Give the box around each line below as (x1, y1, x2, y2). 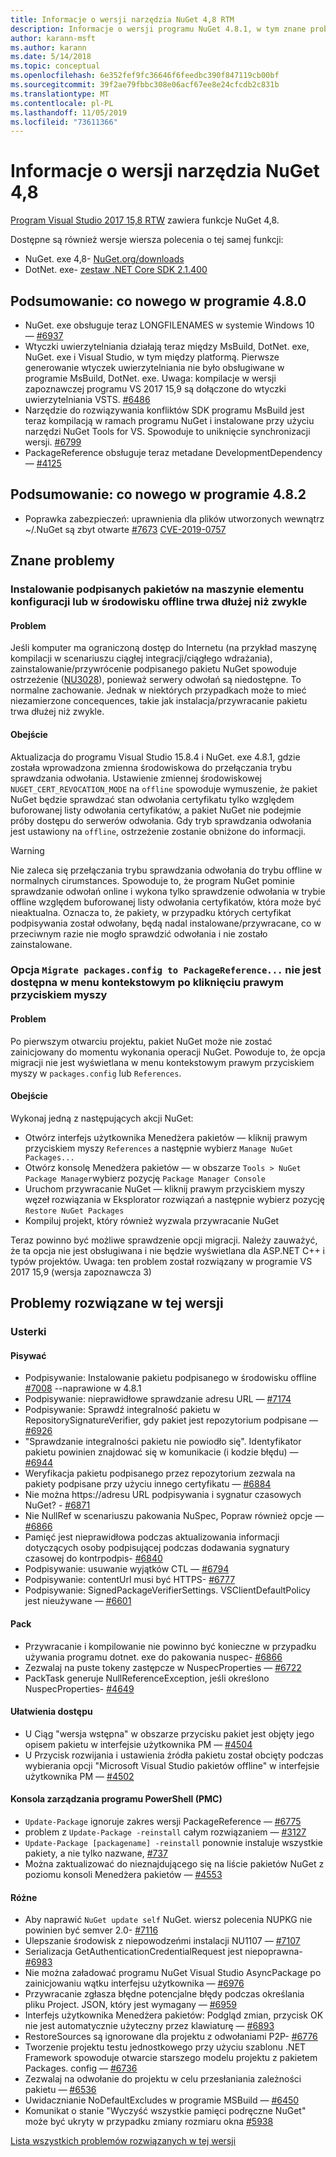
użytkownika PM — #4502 (24, 1770, 135, 1782)
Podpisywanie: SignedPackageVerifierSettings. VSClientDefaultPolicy (24, 1584, 311, 1596)
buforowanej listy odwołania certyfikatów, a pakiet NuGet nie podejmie (10, 804, 302, 816)
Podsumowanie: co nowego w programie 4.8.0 (10, 292, 307, 310)
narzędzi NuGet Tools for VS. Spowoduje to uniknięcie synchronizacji (24, 426, 311, 437)
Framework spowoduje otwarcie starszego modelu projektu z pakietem (24, 2052, 318, 2064)
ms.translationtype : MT (10, 89, 110, 99)
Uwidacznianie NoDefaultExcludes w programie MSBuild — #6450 (24, 2094, 300, 2106)
